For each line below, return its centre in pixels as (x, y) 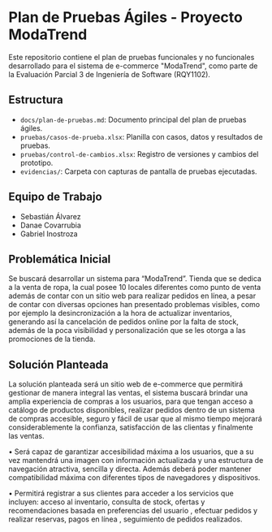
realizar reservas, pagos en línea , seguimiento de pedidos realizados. (125, 519)
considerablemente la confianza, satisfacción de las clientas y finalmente (131, 427)
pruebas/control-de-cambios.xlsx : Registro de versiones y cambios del (139, 154)
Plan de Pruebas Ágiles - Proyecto (126, 17)
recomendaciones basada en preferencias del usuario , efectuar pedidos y (133, 511)
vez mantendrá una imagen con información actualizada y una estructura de (136, 461)
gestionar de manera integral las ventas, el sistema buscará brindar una (128, 393)
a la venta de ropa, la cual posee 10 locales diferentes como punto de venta (135, 288)
